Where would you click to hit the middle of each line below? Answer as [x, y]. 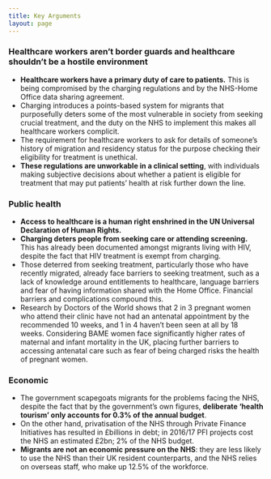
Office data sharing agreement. [72, 96]
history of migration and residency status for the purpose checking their [140, 148]
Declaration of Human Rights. [71, 230]
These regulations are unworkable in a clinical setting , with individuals [140, 165]
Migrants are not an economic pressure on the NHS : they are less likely [140, 450]
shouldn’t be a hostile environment [78, 62]
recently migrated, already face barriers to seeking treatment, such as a [140, 273]
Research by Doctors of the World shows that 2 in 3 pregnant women [135, 308]
